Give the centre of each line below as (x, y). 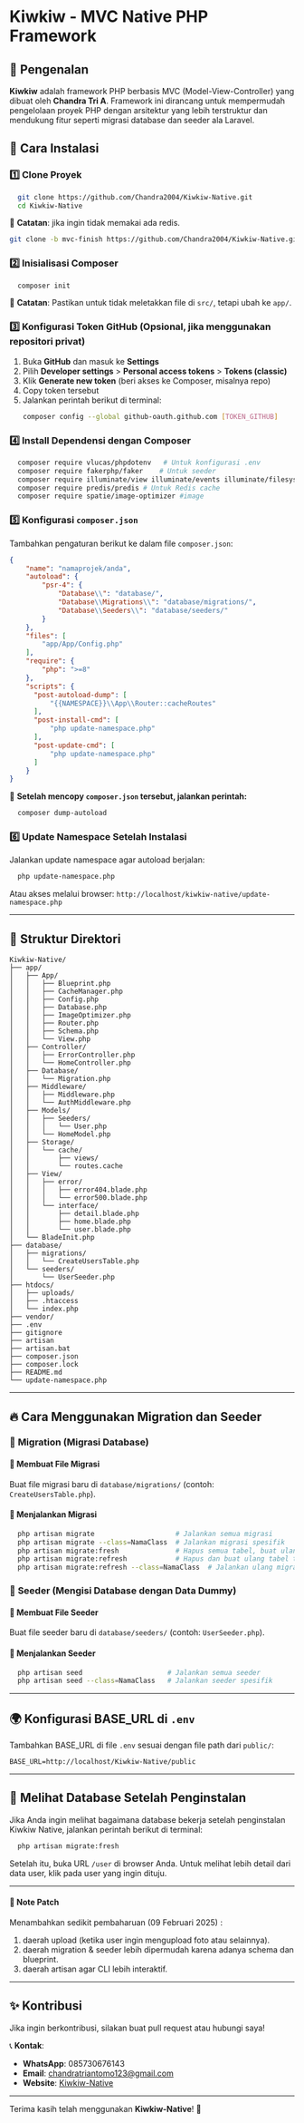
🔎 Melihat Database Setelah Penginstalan (128, 1798)
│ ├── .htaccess (44, 1301)
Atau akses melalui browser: (62, 894)
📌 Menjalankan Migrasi (53, 1514)
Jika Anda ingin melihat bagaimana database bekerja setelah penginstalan (147, 1819)
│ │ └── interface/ (54, 1206)
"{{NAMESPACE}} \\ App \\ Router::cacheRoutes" (133, 703)
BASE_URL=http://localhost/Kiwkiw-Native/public (103, 1762)
